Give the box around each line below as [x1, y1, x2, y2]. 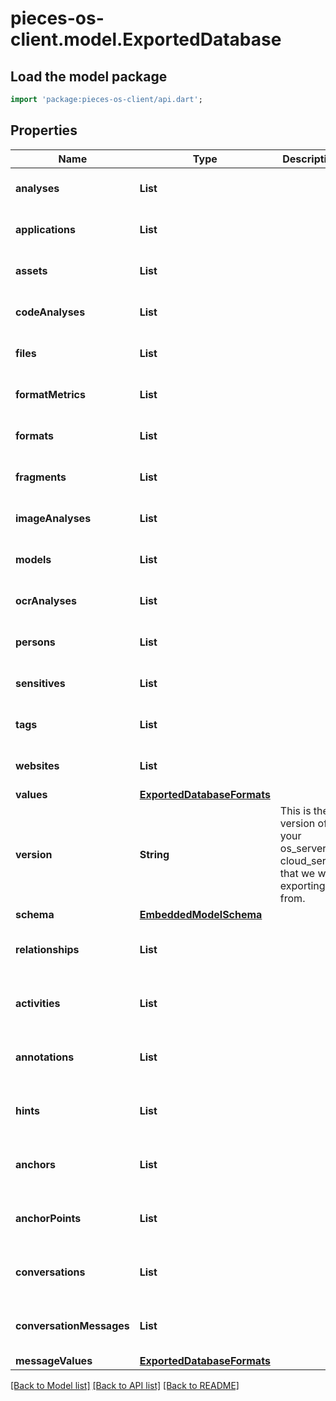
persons [15, 635, 56, 649]
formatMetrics [15, 387, 86, 401]
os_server [279, 841, 327, 855]
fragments [15, 470, 67, 484]
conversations [15, 1265, 86, 1279]
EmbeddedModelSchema [139, 907, 263, 921]
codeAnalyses [15, 305, 86, 319]
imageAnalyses [15, 511, 92, 525]
